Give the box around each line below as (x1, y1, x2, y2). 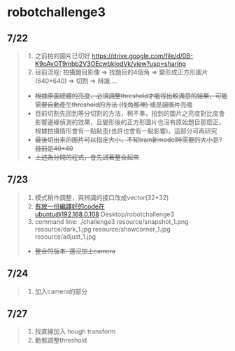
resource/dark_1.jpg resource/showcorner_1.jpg (34, 225, 171, 233)
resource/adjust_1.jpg (34, 232, 97, 241)
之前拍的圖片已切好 (34, 52, 91, 60)
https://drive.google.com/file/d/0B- (92, 52, 194, 60)
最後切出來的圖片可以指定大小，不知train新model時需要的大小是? (34, 135, 222, 144)
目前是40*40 (34, 145, 73, 152)
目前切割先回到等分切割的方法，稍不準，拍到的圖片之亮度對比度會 (34, 110, 225, 117)
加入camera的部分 (34, 287, 88, 296)
